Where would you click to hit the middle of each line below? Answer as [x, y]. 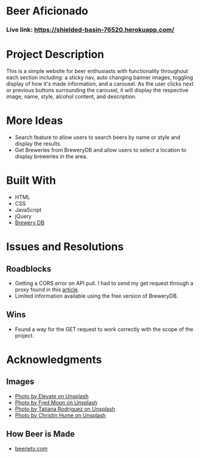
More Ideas [35, 121]
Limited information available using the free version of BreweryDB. [96, 296]
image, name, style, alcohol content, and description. [72, 96]
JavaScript [28, 210]
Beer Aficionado [47, 11]
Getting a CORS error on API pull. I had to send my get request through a [104, 283]
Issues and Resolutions [65, 247]
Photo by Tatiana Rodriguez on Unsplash [65, 409]
